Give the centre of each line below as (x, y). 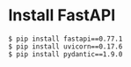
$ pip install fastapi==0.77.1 (65, 39)
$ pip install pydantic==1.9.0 (65, 54)
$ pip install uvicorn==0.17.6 (65, 46)
